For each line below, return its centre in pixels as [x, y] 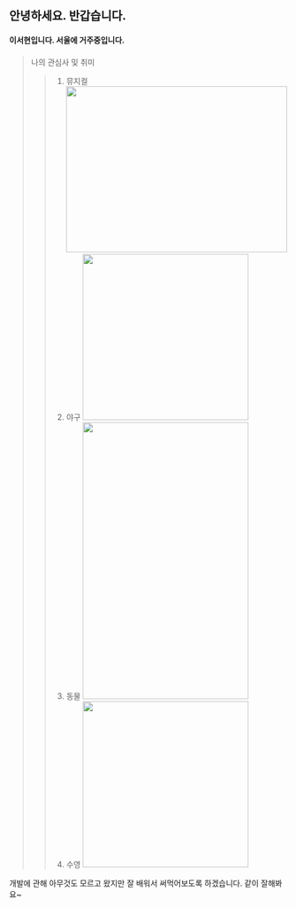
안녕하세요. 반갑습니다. [68, 16]
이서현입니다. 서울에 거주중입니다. [67, 40]
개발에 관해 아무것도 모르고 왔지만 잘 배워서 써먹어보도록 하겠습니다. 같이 [134, 883]
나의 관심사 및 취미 [63, 62]
